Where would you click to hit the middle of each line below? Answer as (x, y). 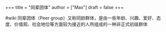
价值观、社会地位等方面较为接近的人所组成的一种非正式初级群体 (81, 24)
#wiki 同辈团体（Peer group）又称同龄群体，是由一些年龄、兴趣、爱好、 (81, 18)
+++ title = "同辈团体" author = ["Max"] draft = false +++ (64, 7)
